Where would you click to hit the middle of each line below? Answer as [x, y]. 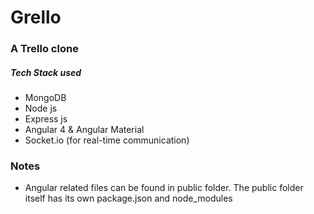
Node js [41, 108]
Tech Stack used [46, 72]
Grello [36, 17]
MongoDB [45, 98]
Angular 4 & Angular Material [84, 130]
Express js [46, 119]
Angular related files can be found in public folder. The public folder [164, 188]
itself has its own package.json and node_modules [128, 198]
